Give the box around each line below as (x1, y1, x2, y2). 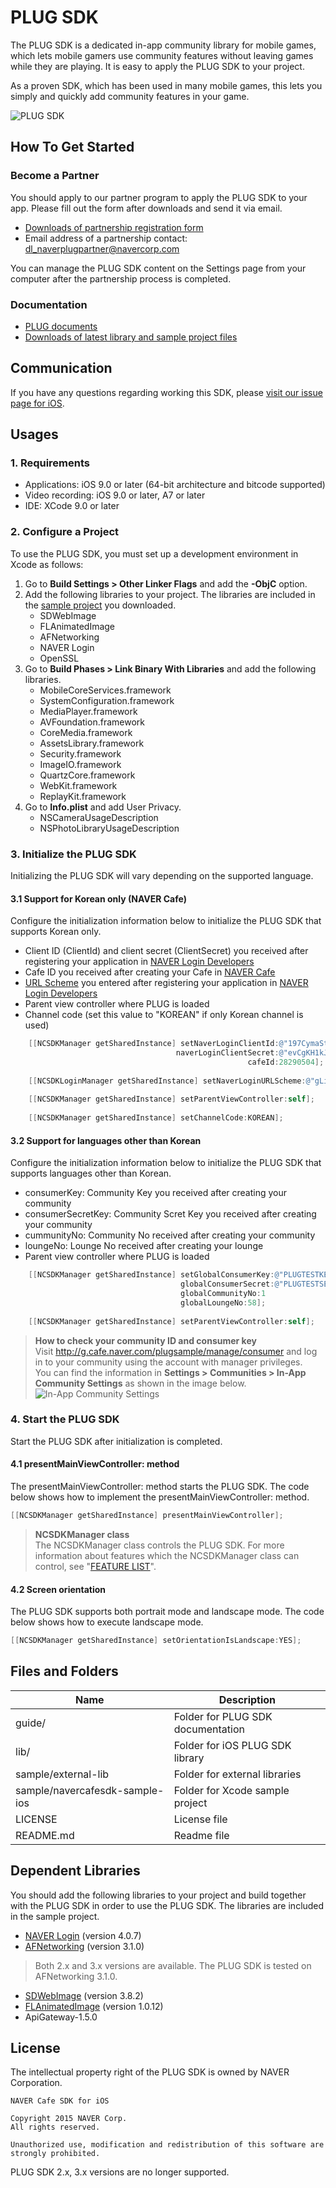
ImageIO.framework (39, 758, 122, 770)
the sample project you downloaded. (24, 599, 177, 611)
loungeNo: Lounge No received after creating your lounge (24, 1240, 264, 1252)
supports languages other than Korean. (10, 1167, 172, 1180)
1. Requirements (10, 456, 91, 470)
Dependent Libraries (10, 1862, 141, 1880)
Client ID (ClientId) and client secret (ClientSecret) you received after (24, 945, 309, 957)
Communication (10, 360, 113, 377)
